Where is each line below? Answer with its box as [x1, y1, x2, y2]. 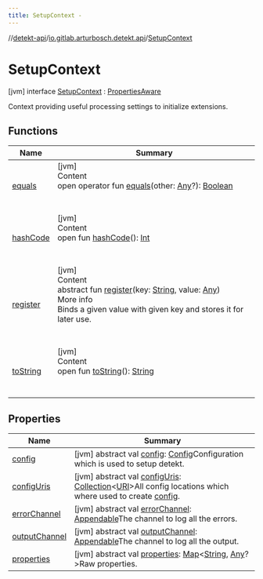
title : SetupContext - [8, 11, 82, 20]
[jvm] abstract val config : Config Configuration [74, 449, 244, 460]
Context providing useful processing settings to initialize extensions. [8, 101, 229, 111]
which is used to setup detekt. [74, 458, 185, 469]
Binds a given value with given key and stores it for [57, 304, 244, 315]
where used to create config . [74, 491, 180, 502]
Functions [8, 124, 59, 137]
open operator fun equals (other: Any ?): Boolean [57, 180, 233, 191]
